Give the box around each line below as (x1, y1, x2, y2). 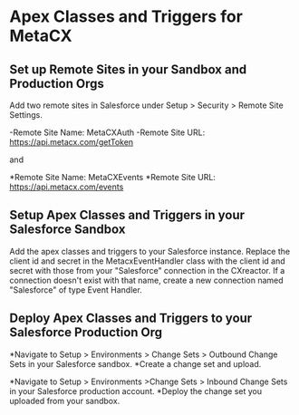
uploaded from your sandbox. (9, 395, 121, 406)
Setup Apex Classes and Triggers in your (9, 207, 246, 223)
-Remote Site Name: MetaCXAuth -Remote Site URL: (9, 127, 206, 138)
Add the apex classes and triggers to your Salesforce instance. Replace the (9, 246, 291, 256)
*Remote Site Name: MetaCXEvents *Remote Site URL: (9, 172, 216, 182)
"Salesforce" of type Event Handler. (9, 284, 142, 295)
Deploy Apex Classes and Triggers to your (9, 311, 253, 326)
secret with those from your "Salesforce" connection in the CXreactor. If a (9, 265, 285, 275)
